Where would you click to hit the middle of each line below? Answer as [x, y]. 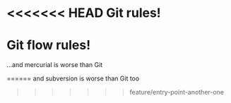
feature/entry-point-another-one [177, 92]
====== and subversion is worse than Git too [73, 78]
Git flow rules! [49, 46]
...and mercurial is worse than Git [55, 65]
